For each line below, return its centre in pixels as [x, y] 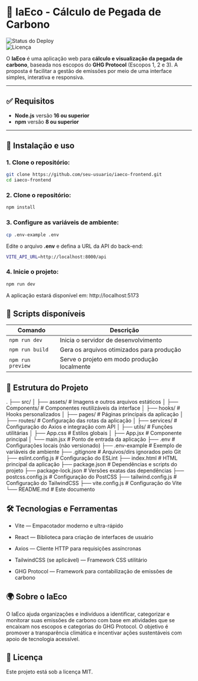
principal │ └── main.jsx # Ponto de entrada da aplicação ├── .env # [91, 439]
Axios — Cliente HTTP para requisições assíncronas [78, 549]
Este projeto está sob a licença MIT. [49, 672]
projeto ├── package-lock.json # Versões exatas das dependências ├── [95, 471]
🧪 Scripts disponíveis [46, 313]
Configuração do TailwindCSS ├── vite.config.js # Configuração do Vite [94, 483]
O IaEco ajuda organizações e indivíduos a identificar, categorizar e [88, 614]
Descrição [125, 330]
